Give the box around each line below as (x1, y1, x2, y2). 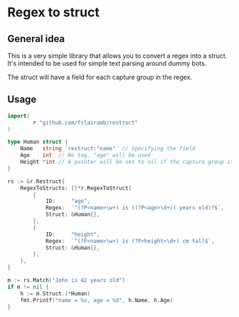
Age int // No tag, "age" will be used (20, 152, 152, 159)
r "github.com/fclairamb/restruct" (33, 119, 139, 126)
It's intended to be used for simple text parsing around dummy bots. (7, 59, 207, 68)
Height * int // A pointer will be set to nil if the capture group (20, 158, 224, 166)
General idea (7, 33, 65, 45)
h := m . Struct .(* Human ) (20, 290, 91, 297)
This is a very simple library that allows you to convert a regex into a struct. (7, 51, 228, 60)
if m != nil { (7, 283, 50, 291)
